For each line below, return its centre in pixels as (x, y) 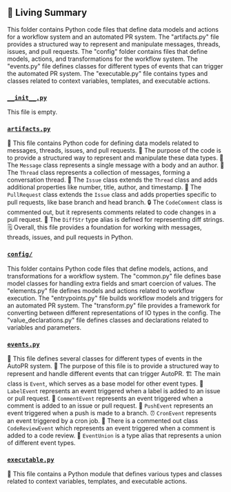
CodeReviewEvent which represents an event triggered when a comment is (111, 428)
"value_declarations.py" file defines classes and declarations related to (108, 320)
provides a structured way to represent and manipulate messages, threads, (114, 44)
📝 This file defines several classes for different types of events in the (104, 359)
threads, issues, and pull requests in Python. (70, 237)
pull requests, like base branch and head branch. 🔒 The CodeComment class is (115, 202)
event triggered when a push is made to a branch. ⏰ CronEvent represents (112, 413)
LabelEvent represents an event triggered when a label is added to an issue (114, 391)
